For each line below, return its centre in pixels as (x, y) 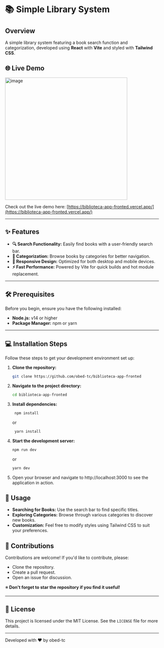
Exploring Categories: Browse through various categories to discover (82, 515)
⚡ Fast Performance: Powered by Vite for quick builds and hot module (83, 267)
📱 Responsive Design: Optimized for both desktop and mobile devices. (83, 261)
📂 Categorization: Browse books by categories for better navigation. (81, 256)
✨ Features (22, 232)
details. (12, 626)
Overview (20, 31)
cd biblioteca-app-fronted (40, 395)
